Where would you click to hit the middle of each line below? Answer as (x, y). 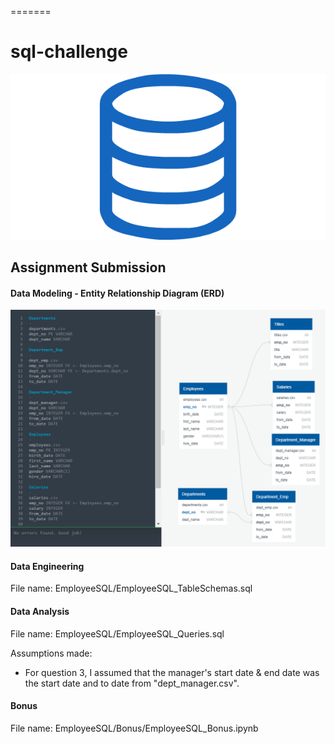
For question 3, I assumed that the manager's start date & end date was (172, 672)
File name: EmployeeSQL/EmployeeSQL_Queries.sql (117, 633)
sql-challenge (69, 52)
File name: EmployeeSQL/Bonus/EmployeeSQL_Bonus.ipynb (134, 728)
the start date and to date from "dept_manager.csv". (132, 683)
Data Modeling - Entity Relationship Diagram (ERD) (117, 293)
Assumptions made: (51, 653)
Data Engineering (47, 566)
